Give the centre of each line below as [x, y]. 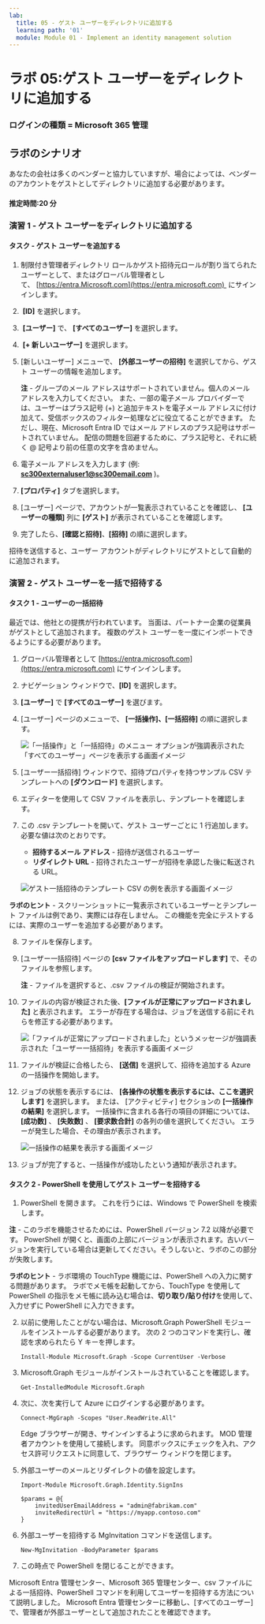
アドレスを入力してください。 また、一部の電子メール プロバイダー [129, 398]
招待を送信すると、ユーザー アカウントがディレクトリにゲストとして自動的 [130, 551]
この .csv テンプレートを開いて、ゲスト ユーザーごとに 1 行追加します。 [136, 826]
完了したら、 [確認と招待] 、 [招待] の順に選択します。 [106, 534]
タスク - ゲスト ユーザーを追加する [65, 246]
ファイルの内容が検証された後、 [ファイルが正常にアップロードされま [132, 1002]
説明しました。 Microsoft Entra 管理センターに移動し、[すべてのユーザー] [134, 1603]
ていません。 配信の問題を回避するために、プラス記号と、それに [146, 437]
